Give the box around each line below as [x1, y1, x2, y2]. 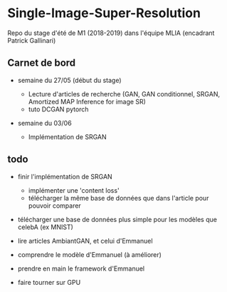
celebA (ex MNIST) [17, 223, 73, 231]
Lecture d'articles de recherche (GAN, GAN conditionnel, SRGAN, [28, 89, 221, 98]
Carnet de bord [7, 57, 76, 69]
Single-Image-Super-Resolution [7, 5, 201, 21]
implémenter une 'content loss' [28, 186, 120, 194]
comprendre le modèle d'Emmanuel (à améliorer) [17, 250, 162, 258]
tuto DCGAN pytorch [28, 105, 89, 114]
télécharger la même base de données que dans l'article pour [28, 193, 209, 202]
